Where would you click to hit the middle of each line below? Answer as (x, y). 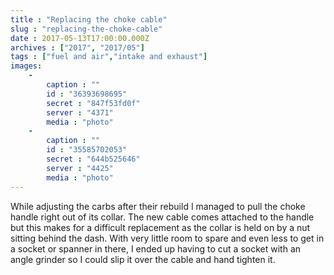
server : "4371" (80, 112)
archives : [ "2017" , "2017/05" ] (77, 47)
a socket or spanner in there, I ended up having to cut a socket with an (156, 248)
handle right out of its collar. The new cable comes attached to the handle (162, 217)
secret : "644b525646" (93, 159)
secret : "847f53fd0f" (93, 103)
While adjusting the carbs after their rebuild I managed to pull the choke (158, 206)
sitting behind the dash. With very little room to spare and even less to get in (167, 238)
